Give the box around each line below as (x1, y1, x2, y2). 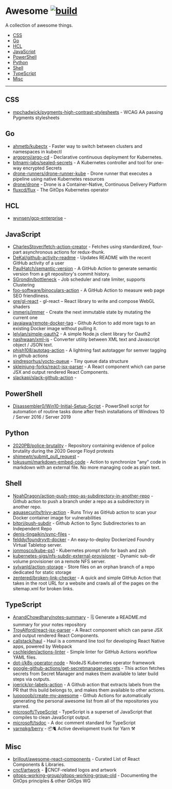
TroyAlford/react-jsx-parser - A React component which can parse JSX (12, 627, 163, 633)
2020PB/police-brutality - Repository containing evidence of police (12, 442, 155, 449)
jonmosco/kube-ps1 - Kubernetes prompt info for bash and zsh (12, 547, 146, 553)
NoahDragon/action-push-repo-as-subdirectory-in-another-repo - (12, 493, 154, 499)
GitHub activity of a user (12, 260, 64, 266)
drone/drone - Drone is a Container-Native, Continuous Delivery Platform (12, 181, 167, 187)
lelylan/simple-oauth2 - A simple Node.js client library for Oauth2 (12, 331, 150, 337)
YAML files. (12, 655, 37, 661)
